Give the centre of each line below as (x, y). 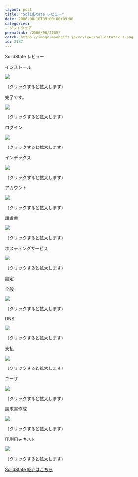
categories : (17, 23)
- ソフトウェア (18, 28)
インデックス (18, 157)
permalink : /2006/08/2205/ (33, 33)
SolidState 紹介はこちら (29, 469)
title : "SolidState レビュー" (34, 14)
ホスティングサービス (27, 248)
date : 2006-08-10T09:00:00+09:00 (39, 19)
